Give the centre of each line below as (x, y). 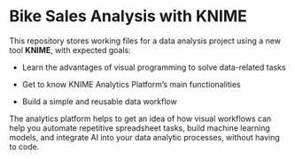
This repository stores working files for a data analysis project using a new (145, 41)
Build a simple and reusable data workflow (99, 101)
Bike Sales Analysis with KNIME (128, 16)
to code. (24, 147)
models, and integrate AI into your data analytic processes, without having (145, 137)
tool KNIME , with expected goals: (70, 49)
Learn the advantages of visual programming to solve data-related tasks (154, 67)
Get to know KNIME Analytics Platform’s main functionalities (131, 84)
